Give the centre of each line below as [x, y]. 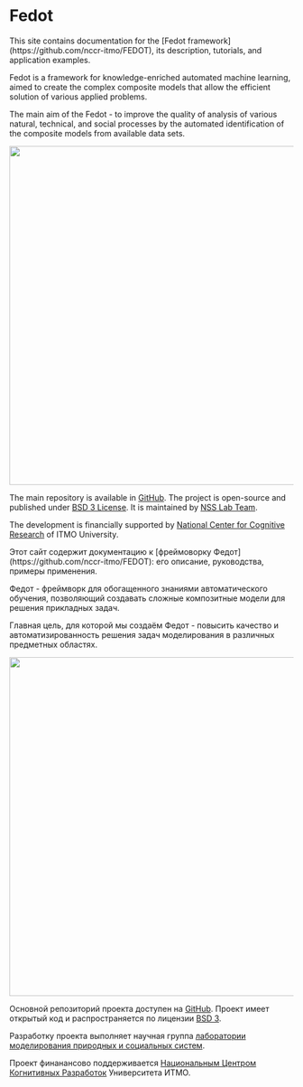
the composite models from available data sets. [97, 133]
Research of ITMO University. [64, 534]
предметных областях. [53, 644]
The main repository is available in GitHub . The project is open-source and [148, 497]
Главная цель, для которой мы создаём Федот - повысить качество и [144, 625]
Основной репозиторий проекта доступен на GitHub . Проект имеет [139, 1008]
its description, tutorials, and [209, 50]
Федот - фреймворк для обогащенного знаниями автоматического [138, 588]
